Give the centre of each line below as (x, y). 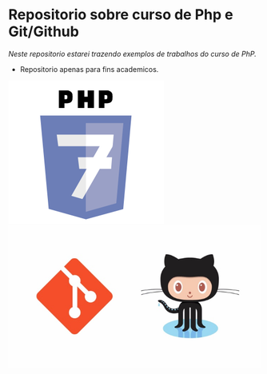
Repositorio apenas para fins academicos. (89, 69)
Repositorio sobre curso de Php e (121, 15)
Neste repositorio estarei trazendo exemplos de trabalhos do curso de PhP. (133, 54)
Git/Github (44, 32)
